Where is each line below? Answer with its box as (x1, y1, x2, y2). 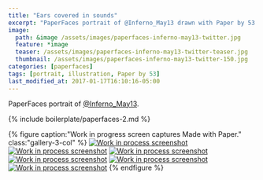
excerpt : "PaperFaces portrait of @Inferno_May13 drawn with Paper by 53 (8, 19, 256, 27)
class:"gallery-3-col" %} (8, 138, 87, 147)
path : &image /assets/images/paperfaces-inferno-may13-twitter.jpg (15, 33, 242, 42)
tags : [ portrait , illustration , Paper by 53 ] (8, 70, 160, 78)
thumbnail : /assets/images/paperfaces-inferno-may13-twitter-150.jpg (15, 56, 248, 64)
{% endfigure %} (109, 163, 164, 172)
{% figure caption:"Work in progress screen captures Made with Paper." (8, 129, 242, 138)
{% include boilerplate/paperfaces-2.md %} (8, 114, 151, 123)
